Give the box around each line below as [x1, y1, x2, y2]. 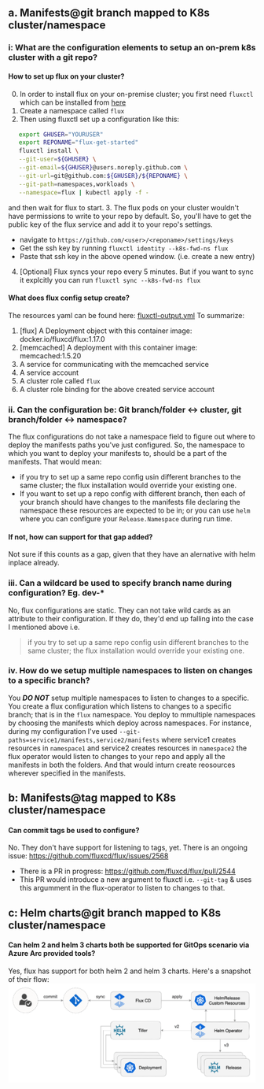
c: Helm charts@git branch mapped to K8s [8, 906, 222, 920]
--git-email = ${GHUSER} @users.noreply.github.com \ [18, 164, 189, 172]
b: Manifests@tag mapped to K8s [8, 791, 177, 805]
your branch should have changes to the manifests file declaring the [19, 498, 241, 507]
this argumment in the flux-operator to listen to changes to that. [19, 883, 225, 893]
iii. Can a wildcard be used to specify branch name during [8, 578, 232, 589]
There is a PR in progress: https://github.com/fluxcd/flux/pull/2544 [19, 866, 236, 876]
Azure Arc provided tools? [8, 949, 96, 958]
